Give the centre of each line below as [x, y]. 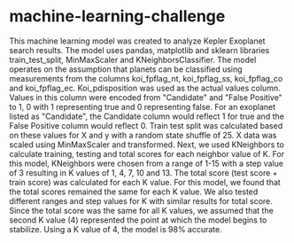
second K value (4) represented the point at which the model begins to [138, 220]
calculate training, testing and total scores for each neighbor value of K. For [147, 153]
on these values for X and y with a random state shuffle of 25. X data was [143, 135]
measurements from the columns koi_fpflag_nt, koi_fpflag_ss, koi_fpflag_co [146, 78]
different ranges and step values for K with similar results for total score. [141, 200]
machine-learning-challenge [117, 16]
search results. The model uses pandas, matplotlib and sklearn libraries [139, 50]
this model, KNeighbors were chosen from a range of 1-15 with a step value [146, 163]
